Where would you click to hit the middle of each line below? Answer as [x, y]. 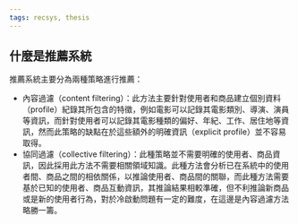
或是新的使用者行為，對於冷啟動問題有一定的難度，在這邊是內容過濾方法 [155, 199]
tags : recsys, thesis [50, 17]
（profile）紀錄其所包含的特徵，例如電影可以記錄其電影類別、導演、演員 [155, 109]
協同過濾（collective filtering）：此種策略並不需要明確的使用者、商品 [147, 154]
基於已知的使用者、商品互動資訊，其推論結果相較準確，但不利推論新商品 [155, 188]
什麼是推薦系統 [51, 56]
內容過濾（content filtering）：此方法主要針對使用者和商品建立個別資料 [152, 99]
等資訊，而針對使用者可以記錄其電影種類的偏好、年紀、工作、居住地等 [152, 121]
